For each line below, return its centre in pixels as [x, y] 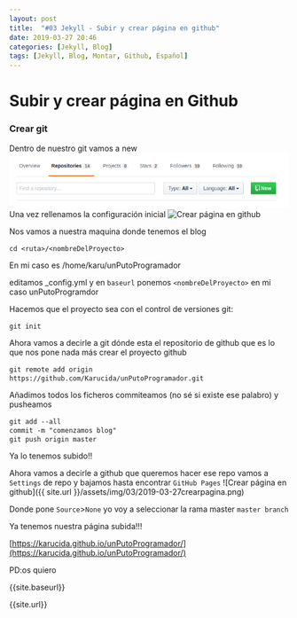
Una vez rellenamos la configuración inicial [88, 214]
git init [25, 326]
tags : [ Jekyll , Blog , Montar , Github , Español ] [99, 56]
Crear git [29, 129]
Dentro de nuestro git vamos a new [73, 148]
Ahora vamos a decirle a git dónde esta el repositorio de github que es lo [142, 342]
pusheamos [31, 404]
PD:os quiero [33, 570]
